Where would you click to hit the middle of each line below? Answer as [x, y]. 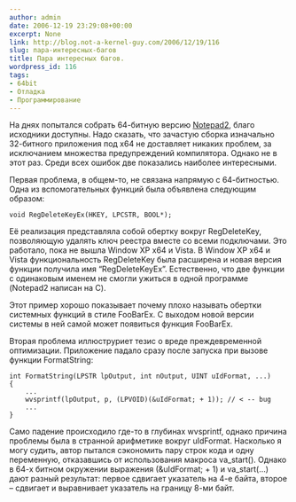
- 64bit [23, 83]
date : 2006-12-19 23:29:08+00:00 [71, 26]
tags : [19, 75]
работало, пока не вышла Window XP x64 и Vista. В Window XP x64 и [140, 250]
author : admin [35, 17]
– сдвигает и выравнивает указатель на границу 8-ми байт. [122, 488]
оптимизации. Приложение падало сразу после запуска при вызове [139, 350]
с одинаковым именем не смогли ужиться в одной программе [129, 278]
